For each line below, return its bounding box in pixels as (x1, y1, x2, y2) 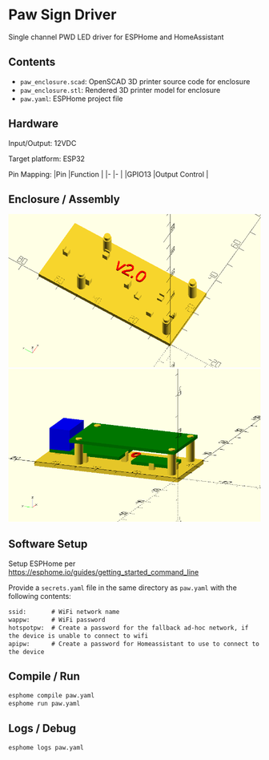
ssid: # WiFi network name (8, 608, 120, 616)
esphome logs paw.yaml (8, 744, 84, 752)
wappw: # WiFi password (8, 616, 106, 624)
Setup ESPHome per (8, 559, 76, 568)
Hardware (8, 117, 58, 131)
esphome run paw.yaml (8, 700, 81, 708)
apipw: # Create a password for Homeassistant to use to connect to (8, 640, 260, 648)
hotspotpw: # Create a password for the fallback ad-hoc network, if (8, 624, 249, 632)
